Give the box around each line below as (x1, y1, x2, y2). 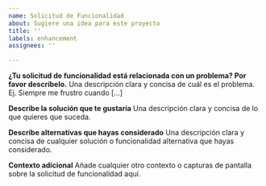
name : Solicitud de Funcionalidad (8, 11, 125, 20)
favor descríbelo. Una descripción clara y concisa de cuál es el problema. (8, 80, 256, 89)
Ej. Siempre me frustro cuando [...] (8, 88, 123, 97)
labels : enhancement (8, 34, 78, 43)
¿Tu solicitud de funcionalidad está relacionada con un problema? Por (8, 71, 247, 81)
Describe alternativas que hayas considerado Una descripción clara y (8, 128, 245, 138)
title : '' (8, 27, 42, 35)
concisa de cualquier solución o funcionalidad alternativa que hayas (8, 136, 235, 146)
